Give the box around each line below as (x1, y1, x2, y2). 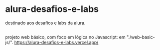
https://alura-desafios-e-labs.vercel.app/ (14, 40, 99, 46)
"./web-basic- (126, 34, 156, 40)
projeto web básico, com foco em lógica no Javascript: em (5, 34, 126, 40)
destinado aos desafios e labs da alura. (5, 20, 86, 26)
